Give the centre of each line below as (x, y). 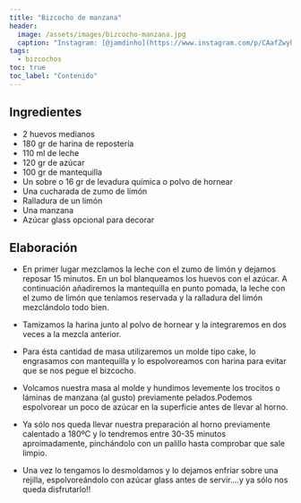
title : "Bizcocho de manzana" (66, 17)
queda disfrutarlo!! (56, 490)
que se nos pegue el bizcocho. (79, 371)
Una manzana (48, 210)
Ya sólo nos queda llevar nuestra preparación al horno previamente (146, 425)
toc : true (28, 68)
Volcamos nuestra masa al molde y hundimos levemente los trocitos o (151, 388)
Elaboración (43, 247)
